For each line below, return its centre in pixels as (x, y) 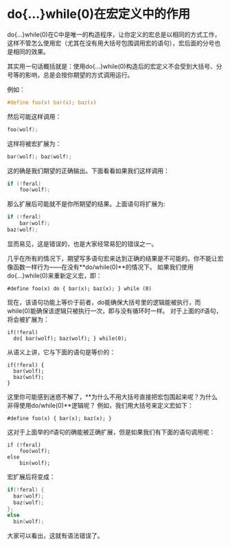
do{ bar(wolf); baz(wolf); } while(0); (70, 338)
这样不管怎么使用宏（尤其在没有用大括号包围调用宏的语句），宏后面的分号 (111, 43)
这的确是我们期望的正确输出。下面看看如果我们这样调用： (88, 171)
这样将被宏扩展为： (34, 143)
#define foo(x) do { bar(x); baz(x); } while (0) (80, 288)
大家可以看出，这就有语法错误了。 (55, 536)
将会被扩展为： (28, 319)
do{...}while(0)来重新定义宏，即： (55, 275)
